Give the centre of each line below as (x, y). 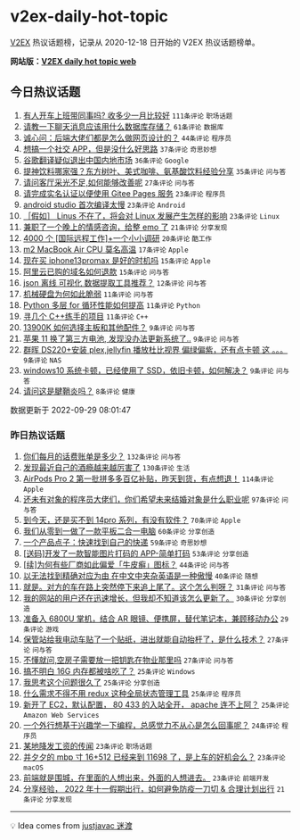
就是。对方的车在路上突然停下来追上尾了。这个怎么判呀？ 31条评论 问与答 (154, 587)
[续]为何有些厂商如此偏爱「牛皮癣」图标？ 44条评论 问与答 (126, 565)
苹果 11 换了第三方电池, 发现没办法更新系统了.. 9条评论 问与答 (131, 338)
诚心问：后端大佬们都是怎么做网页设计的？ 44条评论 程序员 (127, 137)
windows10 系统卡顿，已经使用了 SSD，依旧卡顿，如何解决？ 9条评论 (148, 370)
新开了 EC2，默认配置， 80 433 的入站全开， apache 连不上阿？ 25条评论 (156, 705)
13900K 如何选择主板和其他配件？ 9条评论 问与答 (109, 327)
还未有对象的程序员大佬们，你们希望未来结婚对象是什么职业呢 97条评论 (151, 499)
